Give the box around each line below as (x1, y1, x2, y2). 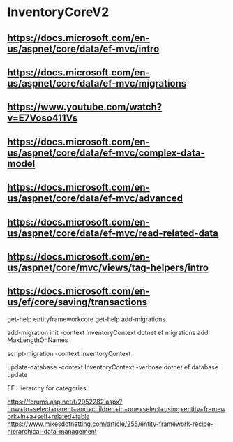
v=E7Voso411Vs (7, 112, 78, 124)
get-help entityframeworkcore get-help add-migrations (7, 315, 166, 323)
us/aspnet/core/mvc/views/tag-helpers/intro (7, 261, 209, 273)
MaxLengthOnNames (7, 336, 68, 344)
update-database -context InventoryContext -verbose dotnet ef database (7, 362, 218, 371)
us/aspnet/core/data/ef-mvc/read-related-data (7, 227, 218, 239)
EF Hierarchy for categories (7, 383, 87, 392)
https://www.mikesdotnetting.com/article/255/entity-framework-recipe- (7, 420, 214, 428)
